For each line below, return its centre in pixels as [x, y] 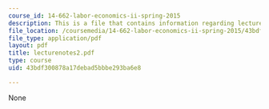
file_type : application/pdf [55, 38]
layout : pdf [28, 46]
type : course [30, 61]
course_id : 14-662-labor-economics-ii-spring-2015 [94, 16]
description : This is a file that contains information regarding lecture [136, 23]
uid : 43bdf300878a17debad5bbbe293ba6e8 [75, 68]
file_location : [34, 30]
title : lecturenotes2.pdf [51, 53]
